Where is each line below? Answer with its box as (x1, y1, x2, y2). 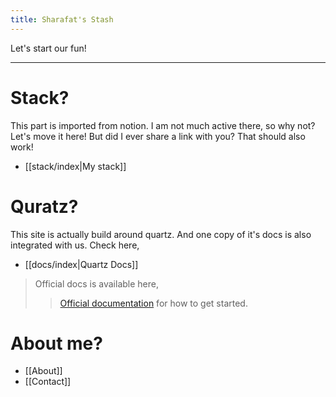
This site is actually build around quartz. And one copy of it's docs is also (10, 228, 312, 240)
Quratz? (10, 195, 79, 218)
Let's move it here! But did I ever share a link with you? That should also (10, 130, 306, 142)
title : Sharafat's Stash (10, 14, 114, 25)
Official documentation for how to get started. (59, 297, 248, 309)
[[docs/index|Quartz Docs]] (24, 258, 139, 270)
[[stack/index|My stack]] (24, 160, 127, 172)
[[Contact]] (24, 376, 72, 388)
